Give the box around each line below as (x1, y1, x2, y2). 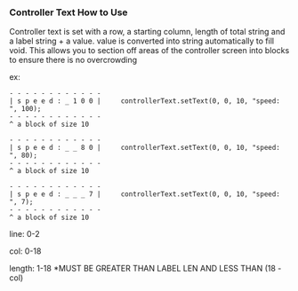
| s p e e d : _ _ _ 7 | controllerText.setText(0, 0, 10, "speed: (9, 190, 280, 199)
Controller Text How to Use (9, 6, 128, 19)
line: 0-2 (9, 229, 40, 240)
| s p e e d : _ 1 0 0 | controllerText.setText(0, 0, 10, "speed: (9, 97, 280, 106)
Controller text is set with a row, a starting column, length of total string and (9, 27, 286, 37)
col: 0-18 (9, 246, 42, 256)
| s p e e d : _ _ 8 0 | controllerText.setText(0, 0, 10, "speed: (9, 144, 280, 153)
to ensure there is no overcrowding (9, 55, 138, 66)
